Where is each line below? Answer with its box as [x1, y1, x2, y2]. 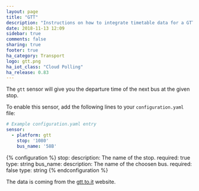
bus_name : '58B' [17, 143, 57, 149]
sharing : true [6, 42, 41, 48]
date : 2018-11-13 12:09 [6, 25, 65, 31]
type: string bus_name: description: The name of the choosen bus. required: [6, 160, 192, 167]
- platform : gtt [11, 132, 52, 138]
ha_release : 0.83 [6, 69, 49, 75]
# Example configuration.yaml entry [6, 121, 97, 128]
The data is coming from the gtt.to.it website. [6, 178, 116, 185]
